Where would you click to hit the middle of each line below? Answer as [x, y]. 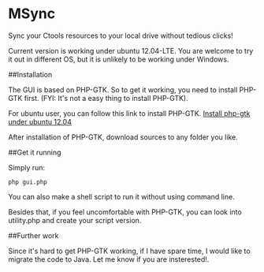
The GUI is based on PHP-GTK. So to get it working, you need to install [123, 89]
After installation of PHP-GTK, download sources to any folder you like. [123, 137]
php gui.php [28, 182]
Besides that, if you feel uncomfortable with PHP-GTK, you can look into [125, 212]
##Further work [33, 235]
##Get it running [35, 152]
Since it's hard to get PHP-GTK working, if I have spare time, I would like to [129, 251]
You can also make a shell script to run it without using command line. [121, 196]
